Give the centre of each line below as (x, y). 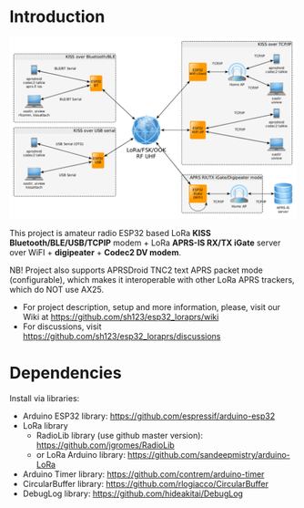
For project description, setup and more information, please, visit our (151, 306)
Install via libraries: (45, 398)
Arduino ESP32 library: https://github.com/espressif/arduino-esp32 (149, 416)
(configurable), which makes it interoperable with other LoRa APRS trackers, (152, 279)
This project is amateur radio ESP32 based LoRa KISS (110, 233)
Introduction (57, 17)
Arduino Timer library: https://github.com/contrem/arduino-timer (143, 474)
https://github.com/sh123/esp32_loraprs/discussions (122, 336)
